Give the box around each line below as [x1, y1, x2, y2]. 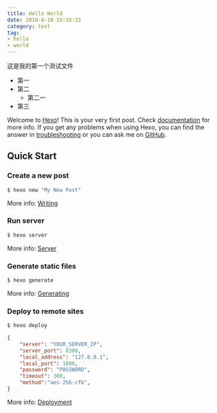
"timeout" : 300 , [19, 372, 67, 380]
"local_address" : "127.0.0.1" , [19, 353, 109, 361]
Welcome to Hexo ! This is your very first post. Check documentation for [7, 116, 210, 124]
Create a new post [7, 171, 69, 181]
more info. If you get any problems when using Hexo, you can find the [7, 123, 205, 131]
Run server [7, 216, 45, 225]
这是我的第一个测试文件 [7, 62, 73, 69]
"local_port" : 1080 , [19, 360, 78, 367]
